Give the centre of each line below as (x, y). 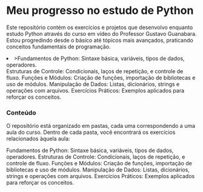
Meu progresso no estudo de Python (100, 11)
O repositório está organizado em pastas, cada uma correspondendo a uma (101, 126)
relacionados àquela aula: (38, 139)
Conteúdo (21, 113)
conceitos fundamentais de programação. (58, 47)
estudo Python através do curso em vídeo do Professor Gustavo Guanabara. (101, 33)
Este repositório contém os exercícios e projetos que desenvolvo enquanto (100, 27)
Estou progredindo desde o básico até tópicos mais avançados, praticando (100, 40)
